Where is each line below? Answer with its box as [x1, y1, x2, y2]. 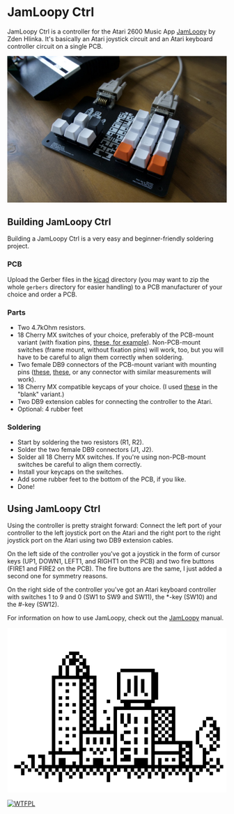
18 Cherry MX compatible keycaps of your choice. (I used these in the [17, 383, 218, 391]
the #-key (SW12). [7, 601, 59, 609]
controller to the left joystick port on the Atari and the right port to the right [7, 529, 221, 537]
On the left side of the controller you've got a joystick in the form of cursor [7, 550, 221, 558]
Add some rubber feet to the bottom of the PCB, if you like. [17, 475, 187, 483]
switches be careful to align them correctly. [17, 460, 142, 469]
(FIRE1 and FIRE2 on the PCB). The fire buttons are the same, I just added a [7, 564, 223, 573]
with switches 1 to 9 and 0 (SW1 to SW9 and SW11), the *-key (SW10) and [7, 593, 217, 601]
